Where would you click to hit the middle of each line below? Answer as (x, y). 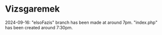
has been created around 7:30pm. (39, 27)
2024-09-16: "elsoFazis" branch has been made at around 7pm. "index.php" (81, 22)
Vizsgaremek (32, 9)
